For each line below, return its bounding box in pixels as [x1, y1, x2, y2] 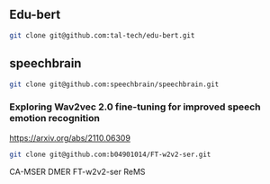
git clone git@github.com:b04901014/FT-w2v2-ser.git [9, 150, 211, 159]
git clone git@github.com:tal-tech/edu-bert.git [9, 31, 195, 39]
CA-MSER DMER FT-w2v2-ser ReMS [9, 166, 146, 177]
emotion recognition [9, 112, 101, 125]
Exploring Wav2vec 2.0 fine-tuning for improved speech [9, 101, 261, 113]
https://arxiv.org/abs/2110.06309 [9, 132, 130, 143]
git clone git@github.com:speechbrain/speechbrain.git [9, 80, 220, 89]
